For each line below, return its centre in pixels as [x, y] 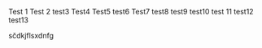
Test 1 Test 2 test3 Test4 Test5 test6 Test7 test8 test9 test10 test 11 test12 [131, 12]
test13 [18, 20]
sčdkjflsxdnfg [31, 36]
